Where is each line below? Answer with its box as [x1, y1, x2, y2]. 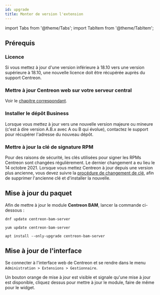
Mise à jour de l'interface [5, 247, 82, 255]
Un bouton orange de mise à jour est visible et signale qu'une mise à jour [5, 274, 151, 280]
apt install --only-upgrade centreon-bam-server [5, 233, 105, 238]
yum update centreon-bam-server [5, 225, 70, 230]
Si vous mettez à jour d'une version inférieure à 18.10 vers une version [5, 65, 144, 70]
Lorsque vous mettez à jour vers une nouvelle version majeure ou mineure [5, 121, 153, 127]
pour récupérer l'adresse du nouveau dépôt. [5, 131, 94, 137]
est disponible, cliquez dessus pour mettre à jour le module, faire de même [5, 279, 155, 285]
